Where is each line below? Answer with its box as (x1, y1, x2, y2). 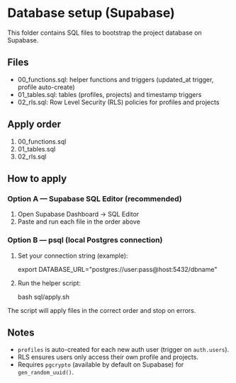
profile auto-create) (17, 83, 76, 91)
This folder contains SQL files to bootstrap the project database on (7, 28, 202, 37)
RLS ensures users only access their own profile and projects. (17, 353, 198, 362)
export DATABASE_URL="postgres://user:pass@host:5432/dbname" (17, 265, 218, 273)
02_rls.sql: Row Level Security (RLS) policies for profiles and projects (17, 98, 220, 106)
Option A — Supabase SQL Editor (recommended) (7, 193, 182, 203)
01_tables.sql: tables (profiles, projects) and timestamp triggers (17, 90, 202, 98)
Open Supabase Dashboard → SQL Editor (17, 210, 140, 219)
